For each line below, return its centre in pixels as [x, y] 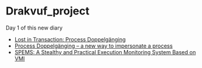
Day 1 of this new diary [34, 28]
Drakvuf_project [47, 11]
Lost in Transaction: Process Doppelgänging [70, 39]
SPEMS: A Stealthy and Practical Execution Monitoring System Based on [105, 52]
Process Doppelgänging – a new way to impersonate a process [93, 46]
